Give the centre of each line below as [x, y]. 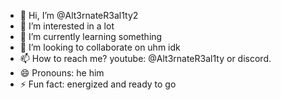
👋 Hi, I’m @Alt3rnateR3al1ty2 [79, 15]
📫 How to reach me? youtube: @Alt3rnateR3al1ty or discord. [145, 58]
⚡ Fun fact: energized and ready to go [98, 84]
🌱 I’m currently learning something [91, 36]
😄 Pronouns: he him [62, 73]
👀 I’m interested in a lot [67, 26]
